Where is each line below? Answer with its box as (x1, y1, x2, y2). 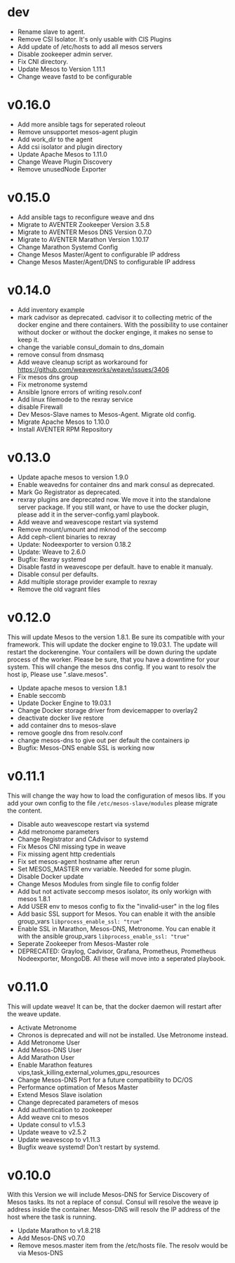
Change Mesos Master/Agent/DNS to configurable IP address (17, 257, 196, 266)
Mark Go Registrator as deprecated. (17, 488, 121, 496)
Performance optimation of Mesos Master (17, 1083, 139, 1092)
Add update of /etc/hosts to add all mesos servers (17, 42, 163, 51)
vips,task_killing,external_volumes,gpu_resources (17, 1068, 160, 1076)
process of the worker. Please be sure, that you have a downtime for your (7, 655, 220, 663)
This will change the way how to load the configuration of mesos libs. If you (7, 791, 226, 800)
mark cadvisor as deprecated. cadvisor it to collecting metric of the (17, 313, 213, 321)
